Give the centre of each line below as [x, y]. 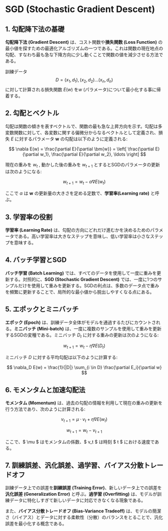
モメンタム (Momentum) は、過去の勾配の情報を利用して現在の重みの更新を [84, 403]
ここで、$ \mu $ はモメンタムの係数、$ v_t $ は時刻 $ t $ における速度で [80, 441]
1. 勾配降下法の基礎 [35, 29]
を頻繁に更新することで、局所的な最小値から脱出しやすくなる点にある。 [80, 292]
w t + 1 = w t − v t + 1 [84, 431]
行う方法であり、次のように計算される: [45, 409]
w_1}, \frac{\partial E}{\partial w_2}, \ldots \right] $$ [93, 154]
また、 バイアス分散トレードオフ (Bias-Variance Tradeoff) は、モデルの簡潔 [83, 511]
